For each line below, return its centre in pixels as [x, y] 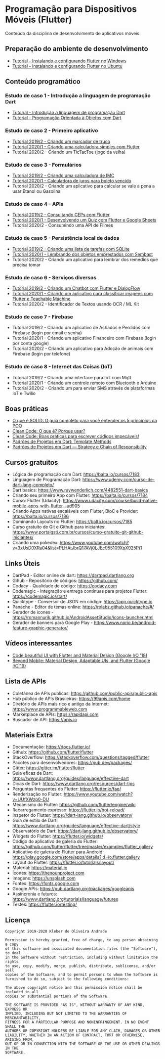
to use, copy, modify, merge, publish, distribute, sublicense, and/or [80, 966]
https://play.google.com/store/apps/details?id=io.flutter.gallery [76, 857]
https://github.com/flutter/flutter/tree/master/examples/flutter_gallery [82, 847]
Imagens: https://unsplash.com [44, 878]
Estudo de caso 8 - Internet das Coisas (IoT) [59, 367]
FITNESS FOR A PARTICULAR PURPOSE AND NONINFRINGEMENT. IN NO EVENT [77, 1022]
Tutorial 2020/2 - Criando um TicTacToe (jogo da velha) [69, 152]
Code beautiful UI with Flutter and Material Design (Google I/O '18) [80, 655]
